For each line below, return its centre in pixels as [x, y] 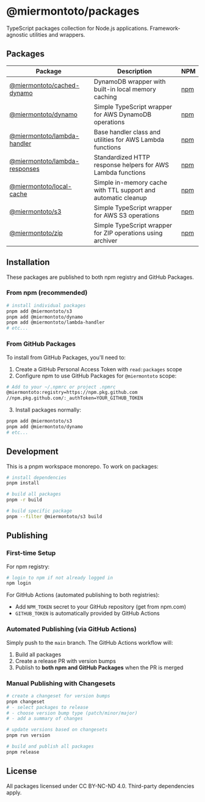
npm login [19, 583]
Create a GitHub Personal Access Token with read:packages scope [99, 369]
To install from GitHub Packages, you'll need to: [66, 357]
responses [24, 168]
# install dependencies [37, 477]
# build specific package [39, 511]
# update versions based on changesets [57, 730]
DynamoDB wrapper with [130, 81]
